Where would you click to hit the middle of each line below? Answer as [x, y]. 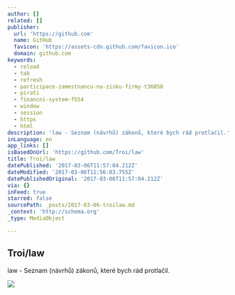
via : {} [19, 185]
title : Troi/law [31, 159]
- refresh [28, 80]
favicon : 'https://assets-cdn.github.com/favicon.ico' [97, 47]
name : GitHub [33, 40]
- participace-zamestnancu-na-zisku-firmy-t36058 [88, 87]
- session [28, 113]
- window [27, 106]
